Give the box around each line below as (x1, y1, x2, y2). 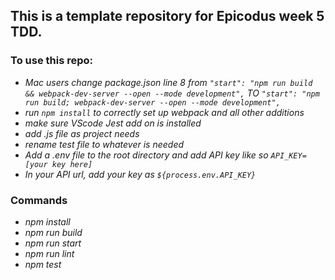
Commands (10, 193, 68, 207)
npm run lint (24, 247, 75, 259)
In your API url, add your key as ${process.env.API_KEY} (24, 168, 257, 180)
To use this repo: (10, 54, 94, 68)
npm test (24, 258, 62, 270)
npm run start (24, 237, 82, 249)
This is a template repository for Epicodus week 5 (10, 8, 325, 25)
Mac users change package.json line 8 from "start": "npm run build (24, 76, 313, 88)
